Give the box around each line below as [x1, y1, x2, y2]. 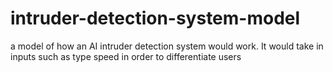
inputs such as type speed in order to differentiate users [10, 50, 242, 62]
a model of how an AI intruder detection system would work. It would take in [10, 40, 324, 52]
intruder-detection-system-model [10, 7, 301, 30]
